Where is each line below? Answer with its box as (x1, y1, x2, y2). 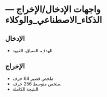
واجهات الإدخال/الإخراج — (5, 4, 101, 15)
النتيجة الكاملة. (12, 86, 40, 92)
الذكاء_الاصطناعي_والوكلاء (5, 14, 102, 26)
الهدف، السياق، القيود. (12, 48, 54, 53)
